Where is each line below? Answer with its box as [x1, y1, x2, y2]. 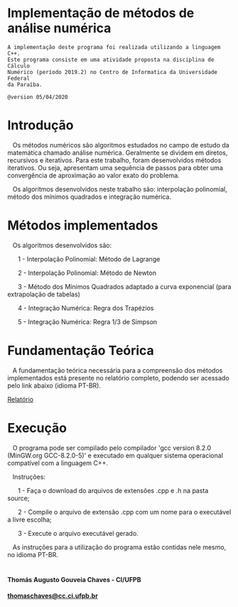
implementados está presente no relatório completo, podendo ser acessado [7, 373, 229, 382]
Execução [7, 420, 67, 436]
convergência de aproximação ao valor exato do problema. [7, 171, 180, 180]
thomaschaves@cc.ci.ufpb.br [7, 591, 98, 600]
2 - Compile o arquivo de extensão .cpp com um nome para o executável [17, 507, 232, 516]
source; [7, 494, 30, 502]
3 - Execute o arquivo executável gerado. [17, 529, 139, 537]
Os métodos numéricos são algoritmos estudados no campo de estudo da [12, 140, 229, 149]
